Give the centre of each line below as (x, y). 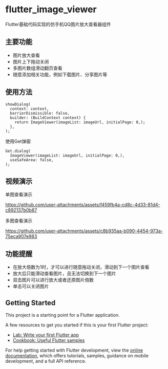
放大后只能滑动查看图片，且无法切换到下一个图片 (64, 274)
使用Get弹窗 (18, 141)
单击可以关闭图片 (31, 286)
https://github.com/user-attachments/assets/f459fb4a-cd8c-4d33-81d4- (83, 205)
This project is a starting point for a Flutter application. (62, 315)
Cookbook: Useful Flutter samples (49, 340)
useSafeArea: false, (32, 160)
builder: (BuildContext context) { (48, 118)
